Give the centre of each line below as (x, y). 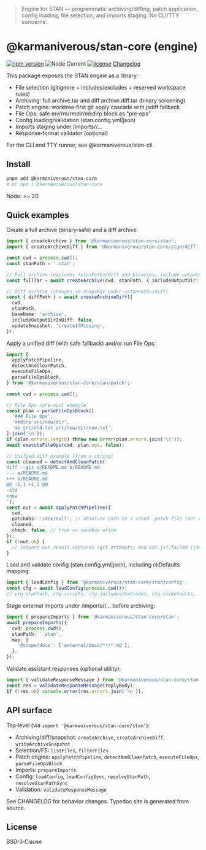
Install (18, 164)
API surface (29, 710)
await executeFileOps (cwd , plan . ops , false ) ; (65, 445)
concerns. (34, 22)
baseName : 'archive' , (40, 315)
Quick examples (38, 215)
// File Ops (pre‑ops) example (46, 405)
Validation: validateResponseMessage (61, 789)
